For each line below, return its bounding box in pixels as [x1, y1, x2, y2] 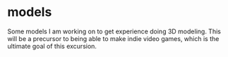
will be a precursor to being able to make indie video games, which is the [7, 34, 220, 42]
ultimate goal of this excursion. [7, 42, 97, 50]
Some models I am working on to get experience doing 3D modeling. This [7, 27, 221, 35]
